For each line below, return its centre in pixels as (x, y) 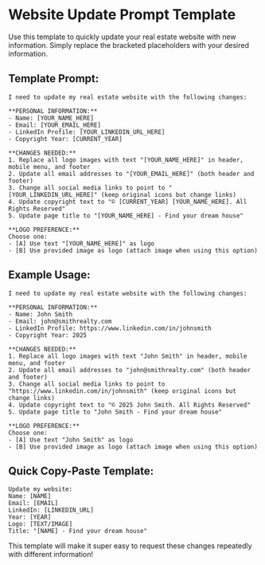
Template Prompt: (54, 78)
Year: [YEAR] (30, 517)
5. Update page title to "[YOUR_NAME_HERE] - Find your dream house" (126, 216)
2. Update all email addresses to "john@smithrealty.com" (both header (129, 370)
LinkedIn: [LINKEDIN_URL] (51, 510)
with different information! (51, 555)
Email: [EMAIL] (33, 504)
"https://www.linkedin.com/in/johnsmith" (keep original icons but (123, 391)
